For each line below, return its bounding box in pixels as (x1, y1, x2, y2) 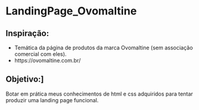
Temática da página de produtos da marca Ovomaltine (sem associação (14, 44, 194, 51)
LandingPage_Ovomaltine (5, 4, 137, 18)
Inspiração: (5, 28, 49, 38)
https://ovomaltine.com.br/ (14, 57, 81, 64)
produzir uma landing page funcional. (5, 96, 99, 103)
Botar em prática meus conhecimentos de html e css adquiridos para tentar (5, 90, 194, 97)
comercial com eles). (14, 50, 67, 58)
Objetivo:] (5, 74, 45, 85)
